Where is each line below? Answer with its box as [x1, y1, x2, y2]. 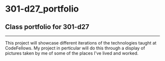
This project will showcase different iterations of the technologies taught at [5, 40, 157, 46]
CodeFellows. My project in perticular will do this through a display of [5, 45, 145, 51]
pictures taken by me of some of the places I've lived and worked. [5, 50, 139, 56]
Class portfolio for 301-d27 [5, 23, 89, 31]
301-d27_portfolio [5, 3, 79, 15]
